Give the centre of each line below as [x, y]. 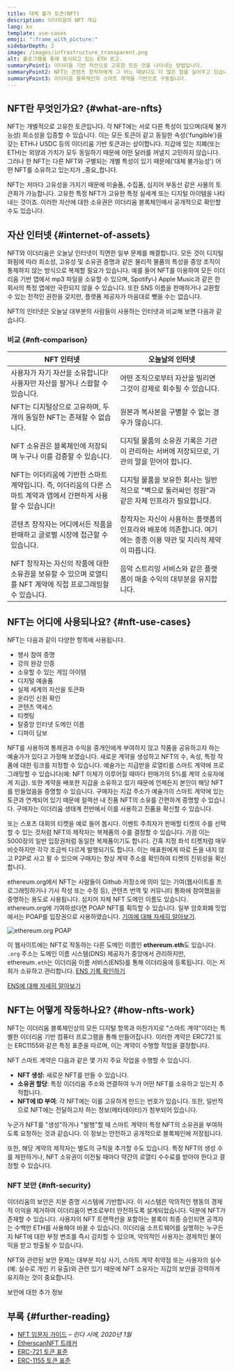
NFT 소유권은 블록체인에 [48, 446]
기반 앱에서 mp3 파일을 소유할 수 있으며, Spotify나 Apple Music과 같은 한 [120, 279]
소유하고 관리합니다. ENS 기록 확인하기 [72, 971]
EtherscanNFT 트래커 [47, 1343]
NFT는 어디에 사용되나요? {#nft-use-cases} [99, 621]
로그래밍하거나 [27, 891]
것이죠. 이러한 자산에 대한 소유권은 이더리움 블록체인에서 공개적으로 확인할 [120, 202]
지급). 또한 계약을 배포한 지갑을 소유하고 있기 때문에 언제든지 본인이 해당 [112, 783]
